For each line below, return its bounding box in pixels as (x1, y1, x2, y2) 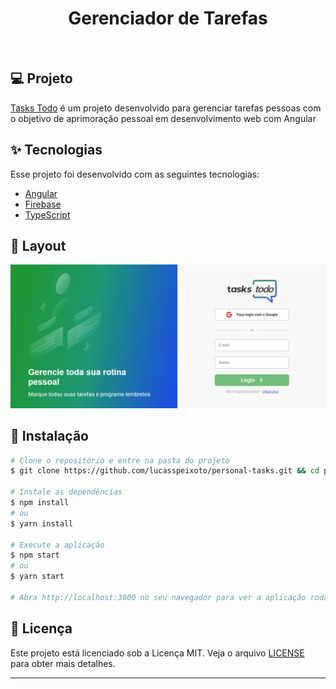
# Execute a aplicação (10, 540, 105, 550)
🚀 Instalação (10, 428, 89, 445)
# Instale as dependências (10, 487, 123, 497)
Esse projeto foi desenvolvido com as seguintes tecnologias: (10, 168, 260, 180)
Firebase (24, 198, 62, 210)
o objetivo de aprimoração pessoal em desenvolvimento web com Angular (10, 112, 317, 124)
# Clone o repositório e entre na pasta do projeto (10, 455, 230, 466)
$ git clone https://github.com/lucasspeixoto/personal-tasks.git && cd (10, 466, 320, 476)
